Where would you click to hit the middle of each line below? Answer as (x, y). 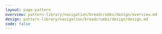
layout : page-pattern (28, 10)
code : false (18, 24)
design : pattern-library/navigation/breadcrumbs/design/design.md (77, 19)
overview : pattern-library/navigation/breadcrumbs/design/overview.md (81, 14)
